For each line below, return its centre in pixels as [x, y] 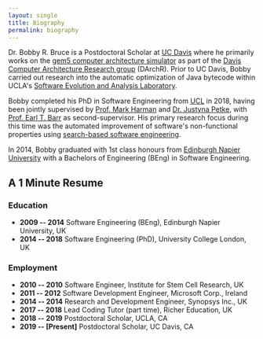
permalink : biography [44, 30]
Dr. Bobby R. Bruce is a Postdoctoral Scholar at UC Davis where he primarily [131, 53]
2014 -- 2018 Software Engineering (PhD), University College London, [133, 239]
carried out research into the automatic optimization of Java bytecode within [132, 77]
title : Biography [37, 23]
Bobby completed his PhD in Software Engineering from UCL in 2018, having [131, 101]
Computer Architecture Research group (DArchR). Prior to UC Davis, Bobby [130, 69]
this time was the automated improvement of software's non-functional [123, 126]
